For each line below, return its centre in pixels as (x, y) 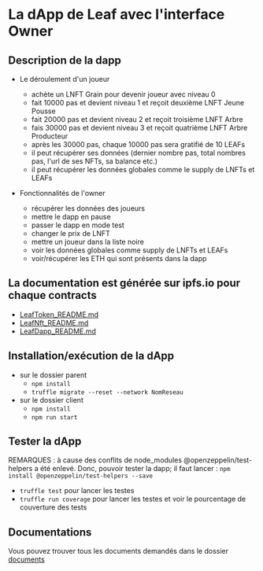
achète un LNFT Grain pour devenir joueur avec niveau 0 (123, 94)
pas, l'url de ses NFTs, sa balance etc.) (94, 161)
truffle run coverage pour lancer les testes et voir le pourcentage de (133, 499)
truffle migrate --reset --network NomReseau (107, 392)
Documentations (50, 532)
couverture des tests (53, 507)
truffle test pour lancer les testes (77, 491)
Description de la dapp (65, 60)
